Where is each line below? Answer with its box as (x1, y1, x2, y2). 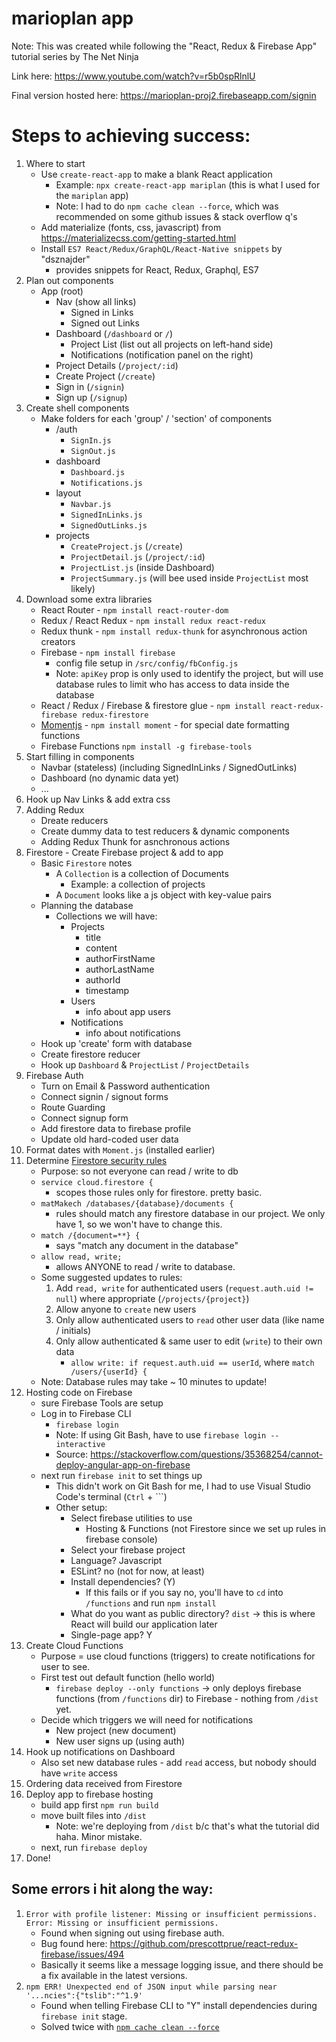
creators (40, 635, 76, 647)
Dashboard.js (70, 467, 126, 477)
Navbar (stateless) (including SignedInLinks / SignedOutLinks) (40, 761, 298, 773)
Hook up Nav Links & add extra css (25, 793, 171, 805)
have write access (40, 1767, 118, 1779)
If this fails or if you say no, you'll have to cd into (85, 1586, 284, 1598)
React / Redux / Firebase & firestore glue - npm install (40, 699, 266, 711)
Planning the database (40, 899, 134, 911)
